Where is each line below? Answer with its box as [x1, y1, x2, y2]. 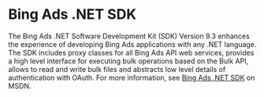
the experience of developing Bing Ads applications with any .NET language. [8, 39, 257, 48]
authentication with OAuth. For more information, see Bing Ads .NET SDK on [8, 73, 255, 82]
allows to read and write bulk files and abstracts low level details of [8, 64, 226, 74]
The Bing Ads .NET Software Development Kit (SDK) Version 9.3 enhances [8, 31, 250, 41]
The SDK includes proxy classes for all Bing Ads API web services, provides [8, 48, 255, 57]
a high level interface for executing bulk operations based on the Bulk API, [8, 56, 249, 66]
